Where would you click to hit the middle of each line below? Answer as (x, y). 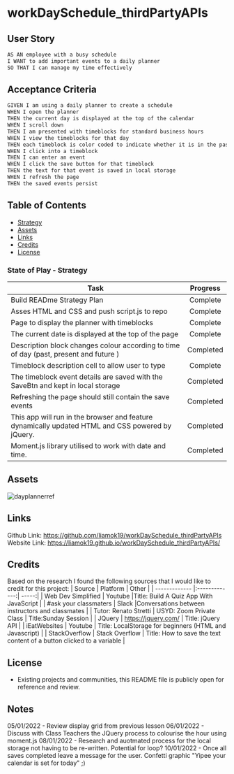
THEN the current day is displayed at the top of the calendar (101, 119)
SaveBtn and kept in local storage (65, 385)
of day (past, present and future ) (65, 354)
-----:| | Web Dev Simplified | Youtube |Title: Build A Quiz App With (117, 596)
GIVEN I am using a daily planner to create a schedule (90, 106)
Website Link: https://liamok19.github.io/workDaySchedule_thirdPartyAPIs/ (114, 543)
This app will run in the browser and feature (82, 417)
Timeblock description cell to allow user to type (88, 365)
